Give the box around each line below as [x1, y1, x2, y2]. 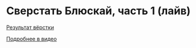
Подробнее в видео [6, 35, 57, 42]
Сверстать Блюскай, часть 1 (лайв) [6, 4, 191, 18]
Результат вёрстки [6, 24, 54, 31]
